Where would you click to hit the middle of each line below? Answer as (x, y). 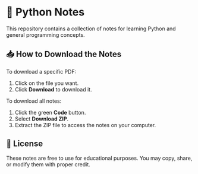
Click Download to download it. (53, 89)
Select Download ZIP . (42, 119)
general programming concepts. (45, 34)
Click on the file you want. (47, 83)
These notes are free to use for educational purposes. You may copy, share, (99, 158)
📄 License (25, 144)
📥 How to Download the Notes (64, 54)
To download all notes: (34, 101)
